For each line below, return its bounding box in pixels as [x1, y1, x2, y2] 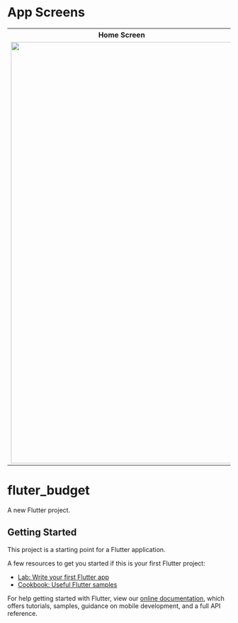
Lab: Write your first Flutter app [17, 573, 110, 581]
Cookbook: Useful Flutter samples [17, 580, 118, 589]
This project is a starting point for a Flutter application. [7, 545, 166, 553]
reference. [7, 609, 38, 617]
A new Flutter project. [7, 505, 71, 514]
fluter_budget [7, 483, 90, 499]
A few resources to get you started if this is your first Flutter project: [7, 558, 205, 568]
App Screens [7, 4, 85, 21]
